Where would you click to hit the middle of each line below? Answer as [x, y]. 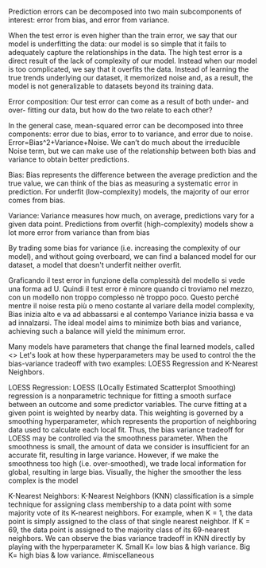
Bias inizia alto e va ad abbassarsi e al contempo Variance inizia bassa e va [131, 314]
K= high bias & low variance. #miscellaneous [81, 555]
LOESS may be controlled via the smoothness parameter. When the [118, 438]
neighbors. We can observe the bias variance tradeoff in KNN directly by [127, 538]
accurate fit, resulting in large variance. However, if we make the [114, 455]
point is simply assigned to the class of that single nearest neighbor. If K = [129, 521]
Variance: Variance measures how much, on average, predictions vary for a [131, 215]
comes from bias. [37, 200]
